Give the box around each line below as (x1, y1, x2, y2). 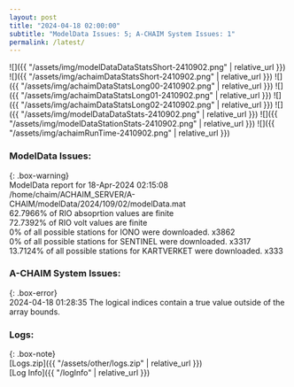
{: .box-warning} (9, 170, 69, 181)
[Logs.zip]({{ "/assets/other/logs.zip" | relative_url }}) (9, 358, 203, 368)
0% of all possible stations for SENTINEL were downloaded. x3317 (9, 236, 251, 246)
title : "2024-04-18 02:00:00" (9, 21, 121, 30)
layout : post (9, 12, 58, 22)
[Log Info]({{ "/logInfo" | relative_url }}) (9, 368, 151, 378)
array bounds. (9, 306, 60, 317)
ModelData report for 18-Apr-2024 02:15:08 (9, 179, 168, 190)
